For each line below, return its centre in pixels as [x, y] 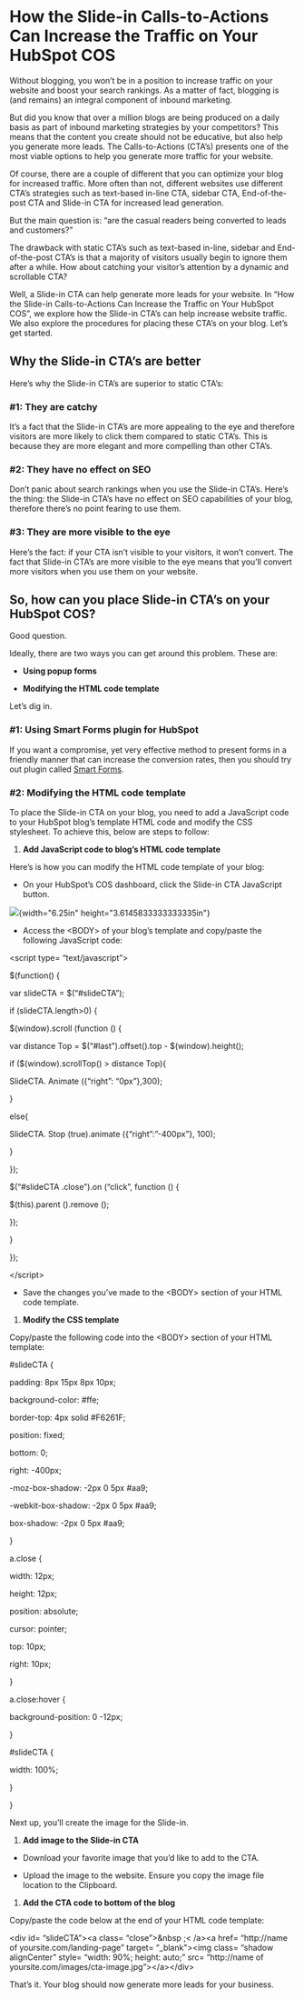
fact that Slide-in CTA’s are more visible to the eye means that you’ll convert [151, 562]
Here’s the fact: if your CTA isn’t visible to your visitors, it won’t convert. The [151, 552]
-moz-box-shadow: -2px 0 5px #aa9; [78, 1488]
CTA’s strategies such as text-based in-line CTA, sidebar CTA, [125, 193]
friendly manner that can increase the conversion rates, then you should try [151, 759]
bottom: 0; [29, 1453]
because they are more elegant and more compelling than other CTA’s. [141, 446]
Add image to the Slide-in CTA [80, 1840]
